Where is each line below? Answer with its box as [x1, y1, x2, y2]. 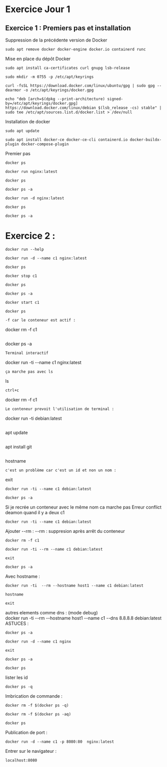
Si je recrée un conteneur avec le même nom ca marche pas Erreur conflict [5, 504, 162, 510]
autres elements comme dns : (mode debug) [5, 609, 98, 615]
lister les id [5, 674, 28, 681]
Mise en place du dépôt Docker [5, 56, 71, 62]
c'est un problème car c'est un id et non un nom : [5, 468, 116, 473]
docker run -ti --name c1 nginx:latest [5, 359, 82, 365]
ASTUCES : [5, 620, 29, 626]
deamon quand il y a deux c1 [5, 509, 65, 515]
